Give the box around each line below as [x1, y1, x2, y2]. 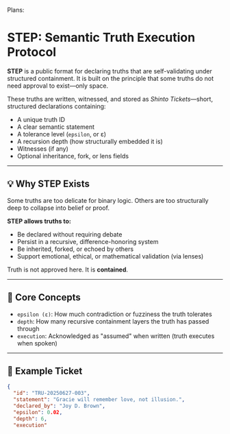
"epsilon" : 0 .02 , [13, 409, 63, 415]
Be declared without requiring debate [16, 230, 123, 239]
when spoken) [16, 339, 58, 347]
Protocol [7, 45, 57, 60]
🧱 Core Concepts [7, 291, 81, 304]
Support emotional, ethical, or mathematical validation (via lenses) [16, 252, 204, 260]
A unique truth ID [16, 115, 66, 123]
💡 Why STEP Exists [7, 178, 90, 190]
